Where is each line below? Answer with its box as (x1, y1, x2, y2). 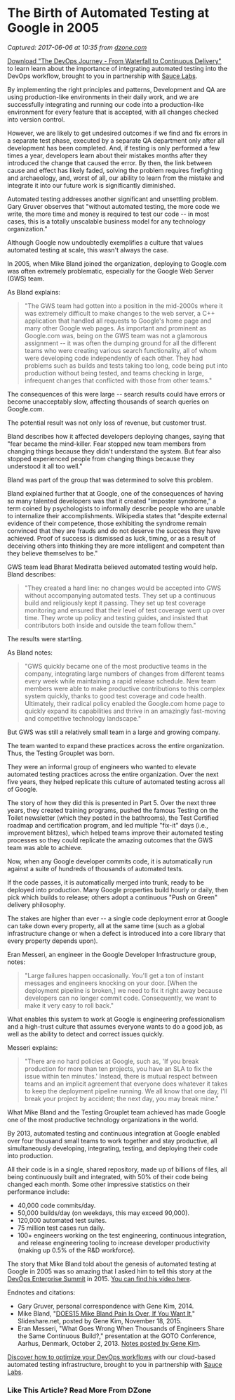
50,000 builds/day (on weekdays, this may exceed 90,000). (17, 1208, 190, 1217)
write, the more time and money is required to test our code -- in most (7, 210, 210, 218)
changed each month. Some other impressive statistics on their (7, 1180, 191, 1188)
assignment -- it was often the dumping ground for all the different (24, 339, 217, 347)
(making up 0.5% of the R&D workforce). (17, 1246, 135, 1254)
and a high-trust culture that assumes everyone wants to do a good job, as (7, 1022, 223, 1031)
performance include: (7, 1187, 70, 1196)
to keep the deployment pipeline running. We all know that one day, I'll (24, 1086, 228, 1095)
